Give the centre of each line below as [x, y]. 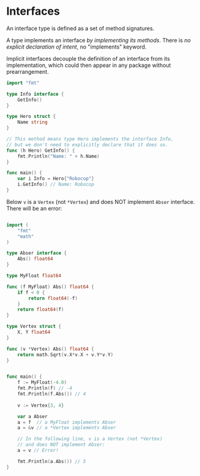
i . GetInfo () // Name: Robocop [56, 185]
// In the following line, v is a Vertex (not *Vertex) [90, 439]
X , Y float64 [34, 332]
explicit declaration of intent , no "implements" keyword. [76, 47]
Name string [32, 122]
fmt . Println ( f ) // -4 [45, 388]
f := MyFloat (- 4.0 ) [42, 383]
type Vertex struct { [34, 327]
